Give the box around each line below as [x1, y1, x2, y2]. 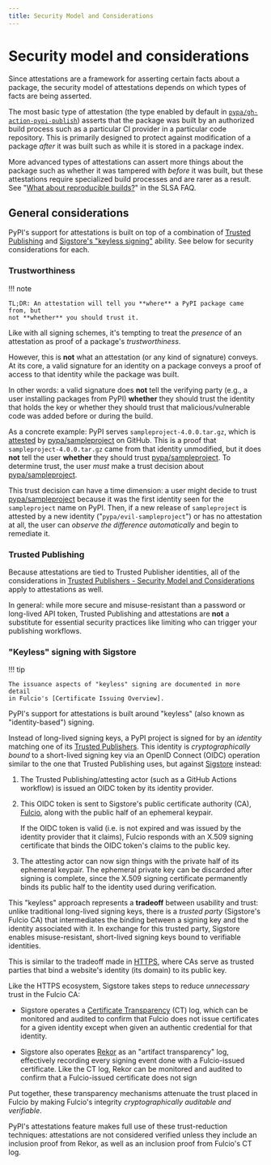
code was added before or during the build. [8, 411, 154, 420]
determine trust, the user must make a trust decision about [8, 461, 205, 471]
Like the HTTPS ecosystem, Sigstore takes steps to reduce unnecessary [8, 981, 250, 991]
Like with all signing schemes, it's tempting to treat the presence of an [8, 328, 243, 337]
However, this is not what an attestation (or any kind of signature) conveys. [8, 352, 259, 362]
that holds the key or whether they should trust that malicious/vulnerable [8, 402, 251, 412]
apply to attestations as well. [8, 584, 104, 594]
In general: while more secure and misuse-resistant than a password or [8, 600, 246, 609]
